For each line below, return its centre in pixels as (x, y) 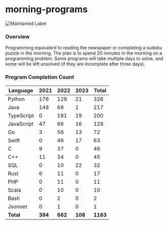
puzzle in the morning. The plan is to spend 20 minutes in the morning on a (84, 53)
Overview (18, 37)
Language (21, 90)
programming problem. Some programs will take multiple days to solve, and (84, 59)
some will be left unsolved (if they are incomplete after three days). (75, 64)
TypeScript (21, 116)
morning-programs (46, 9)
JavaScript (21, 124)
